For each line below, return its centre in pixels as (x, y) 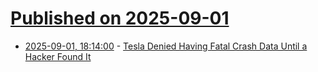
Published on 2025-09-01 (120, 18)
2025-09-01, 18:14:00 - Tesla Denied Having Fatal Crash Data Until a (166, 46)
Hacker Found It (58, 56)
